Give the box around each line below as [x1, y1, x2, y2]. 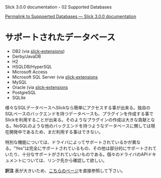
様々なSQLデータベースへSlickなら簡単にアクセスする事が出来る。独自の [5, 104, 151, 111]
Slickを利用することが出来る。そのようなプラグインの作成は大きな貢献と [5, 116, 151, 123]
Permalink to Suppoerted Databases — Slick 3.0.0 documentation [5, 14, 136, 19]
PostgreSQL [12, 89, 36, 95]
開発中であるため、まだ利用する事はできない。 [9, 129, 103, 135]
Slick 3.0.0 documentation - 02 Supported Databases [5, 4, 112, 10]
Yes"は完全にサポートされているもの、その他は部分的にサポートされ [15, 145, 153, 151]
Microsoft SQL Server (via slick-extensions [12, 74, 98, 80]
